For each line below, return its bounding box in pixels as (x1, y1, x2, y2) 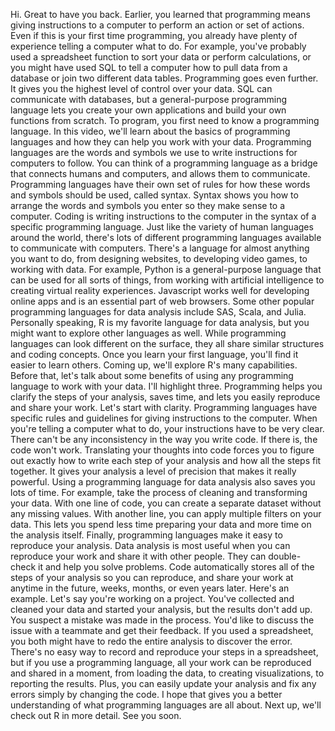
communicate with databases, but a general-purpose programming (10, 94, 288, 105)
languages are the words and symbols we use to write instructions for (10, 147, 298, 158)
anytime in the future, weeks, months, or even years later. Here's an (10, 582, 290, 594)
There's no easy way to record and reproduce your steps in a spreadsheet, (10, 646, 319, 658)
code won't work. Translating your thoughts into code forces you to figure (10, 444, 315, 456)
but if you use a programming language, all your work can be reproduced (10, 657, 312, 668)
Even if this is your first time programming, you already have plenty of (10, 30, 298, 41)
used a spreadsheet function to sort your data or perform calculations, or (10, 51, 312, 63)
